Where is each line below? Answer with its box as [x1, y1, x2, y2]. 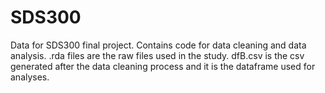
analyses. [10, 71, 50, 83]
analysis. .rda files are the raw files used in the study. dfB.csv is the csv [10, 49, 305, 61]
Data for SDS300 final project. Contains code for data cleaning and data [10, 39, 307, 51]
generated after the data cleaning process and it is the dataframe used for [10, 60, 316, 72]
